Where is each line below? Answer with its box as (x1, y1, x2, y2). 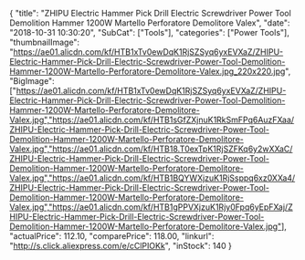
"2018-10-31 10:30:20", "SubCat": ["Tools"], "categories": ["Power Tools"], (9, 27, 289, 37)
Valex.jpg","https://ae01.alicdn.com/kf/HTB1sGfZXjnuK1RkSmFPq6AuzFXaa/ (9, 114, 295, 125)
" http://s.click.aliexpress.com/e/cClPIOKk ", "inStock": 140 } (9, 241, 233, 251)
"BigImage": (9, 76, 55, 86)
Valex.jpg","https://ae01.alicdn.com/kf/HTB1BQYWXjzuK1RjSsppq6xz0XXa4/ (9, 172, 296, 183)
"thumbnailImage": (9, 36, 80, 47)
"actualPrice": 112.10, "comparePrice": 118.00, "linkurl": (9, 231, 215, 241)
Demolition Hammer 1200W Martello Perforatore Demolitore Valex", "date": (9, 17, 290, 28)
